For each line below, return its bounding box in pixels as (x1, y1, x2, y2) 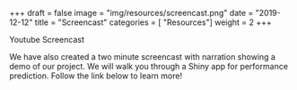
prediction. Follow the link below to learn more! (9, 70, 182, 81)
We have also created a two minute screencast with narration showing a (9, 52, 276, 61)
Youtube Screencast (9, 35, 85, 45)
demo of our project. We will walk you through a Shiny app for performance (9, 61, 289, 71)
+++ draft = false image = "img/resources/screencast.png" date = (9, 8, 254, 18)
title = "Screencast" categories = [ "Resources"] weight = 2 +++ (34, 17, 272, 28)
